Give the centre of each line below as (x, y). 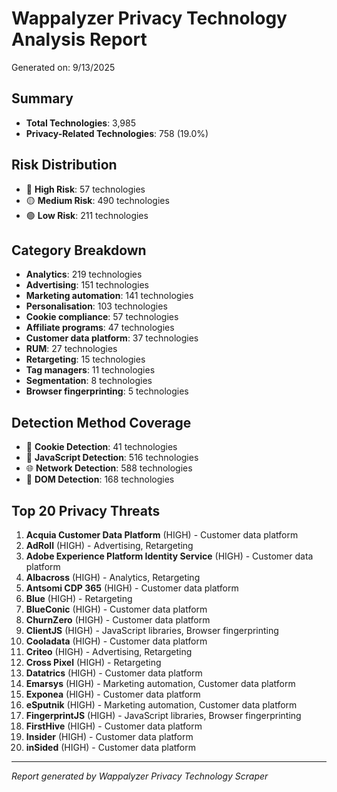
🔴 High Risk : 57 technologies (85, 189)
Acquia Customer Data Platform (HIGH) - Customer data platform (162, 535)
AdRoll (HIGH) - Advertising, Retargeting (109, 545)
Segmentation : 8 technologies (89, 381)
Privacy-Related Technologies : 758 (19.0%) (117, 133)
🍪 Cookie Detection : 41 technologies (101, 447)
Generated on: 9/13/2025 (63, 67)
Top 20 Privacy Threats (86, 510)
